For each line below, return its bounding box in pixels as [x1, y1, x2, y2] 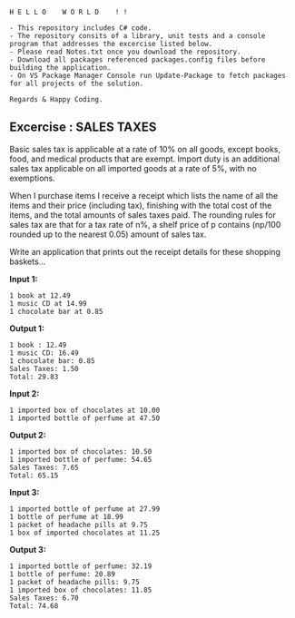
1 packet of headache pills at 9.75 [9, 520, 148, 529]
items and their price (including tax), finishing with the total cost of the [9, 200, 272, 211]
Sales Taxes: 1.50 [9, 364, 79, 373]
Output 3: [9, 544, 47, 554]
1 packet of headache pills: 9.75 [9, 577, 141, 586]
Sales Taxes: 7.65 [9, 463, 79, 472]
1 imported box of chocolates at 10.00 [9, 406, 161, 415]
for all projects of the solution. [9, 79, 144, 88]
